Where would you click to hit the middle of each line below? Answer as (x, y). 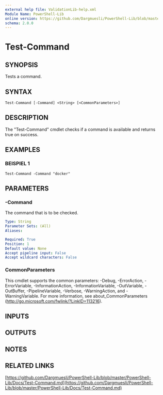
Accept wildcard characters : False (41, 257)
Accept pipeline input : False (36, 253)
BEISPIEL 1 (17, 164)
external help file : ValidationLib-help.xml (51, 9)
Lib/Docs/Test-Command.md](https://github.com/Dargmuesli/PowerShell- (79, 382)
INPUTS (17, 316)
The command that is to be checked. (42, 213)
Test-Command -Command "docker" (38, 174)
